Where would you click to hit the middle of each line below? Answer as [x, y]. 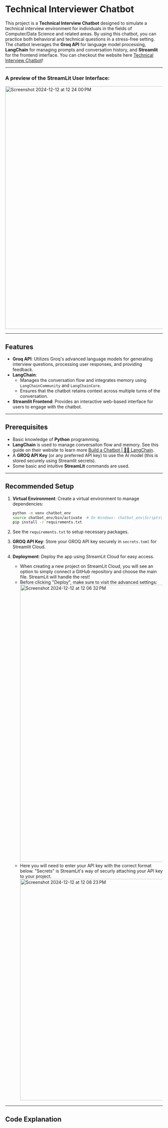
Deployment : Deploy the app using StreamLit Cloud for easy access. [83, 557]
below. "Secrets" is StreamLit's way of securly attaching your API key [91, 871]
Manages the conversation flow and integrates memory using [83, 380]
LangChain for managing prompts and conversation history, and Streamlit [82, 50]
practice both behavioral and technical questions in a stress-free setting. [80, 39]
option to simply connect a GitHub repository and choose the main [88, 572]
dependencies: [28, 504]
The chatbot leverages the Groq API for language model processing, [76, 44]
